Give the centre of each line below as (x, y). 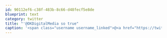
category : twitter (24, 19)
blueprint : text (22, 14)
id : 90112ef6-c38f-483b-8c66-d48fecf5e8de (50, 10)
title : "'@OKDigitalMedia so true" (42, 23)
